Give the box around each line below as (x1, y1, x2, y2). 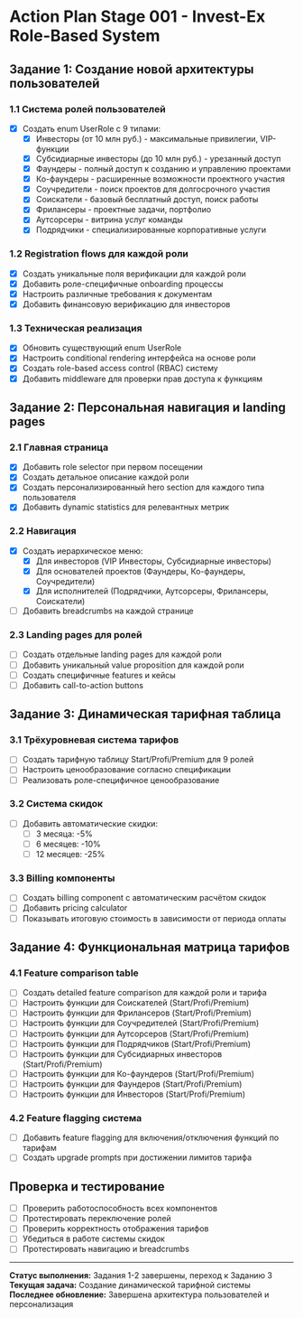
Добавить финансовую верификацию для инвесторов (22, 298, 231, 309)
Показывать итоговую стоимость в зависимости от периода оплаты (22, 912, 287, 923)
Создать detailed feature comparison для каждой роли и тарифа (22, 987, 268, 998)
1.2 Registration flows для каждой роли (9, 248, 189, 260)
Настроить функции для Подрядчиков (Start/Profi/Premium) (22, 1038, 251, 1049)
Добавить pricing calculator (22, 902, 128, 913)
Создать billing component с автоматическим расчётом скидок (22, 893, 267, 903)
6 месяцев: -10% (35, 838, 101, 849)
